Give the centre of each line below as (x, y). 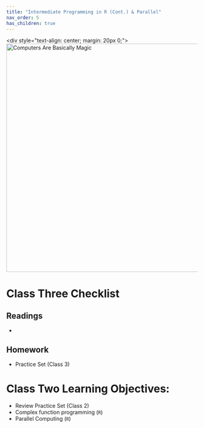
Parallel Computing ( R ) (43, 419)
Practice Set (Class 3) (42, 364)
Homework (28, 350)
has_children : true (31, 23)
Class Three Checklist (63, 293)
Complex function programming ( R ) (59, 412)
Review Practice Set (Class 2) (52, 406)
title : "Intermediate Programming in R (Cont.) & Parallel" (84, 12)
